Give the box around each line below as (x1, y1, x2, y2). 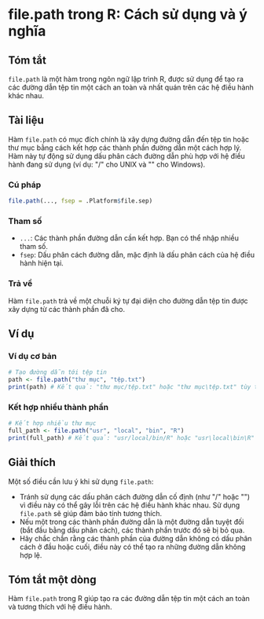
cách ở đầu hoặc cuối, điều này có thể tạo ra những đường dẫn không (19, 542, 246, 551)
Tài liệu (8, 114, 45, 127)
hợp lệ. (19, 550, 42, 559)
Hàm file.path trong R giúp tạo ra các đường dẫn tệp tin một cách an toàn (8, 594, 250, 603)
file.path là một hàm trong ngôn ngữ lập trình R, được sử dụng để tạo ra (8, 75, 244, 83)
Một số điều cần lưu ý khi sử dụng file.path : (8, 477, 154, 486)
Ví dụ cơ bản (8, 350, 57, 361)
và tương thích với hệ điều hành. (8, 603, 112, 612)
